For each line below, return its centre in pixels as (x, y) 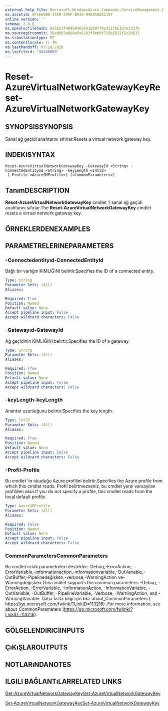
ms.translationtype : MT (30, 38)
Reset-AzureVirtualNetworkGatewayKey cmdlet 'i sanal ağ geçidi (74, 202)
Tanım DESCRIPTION (37, 190)
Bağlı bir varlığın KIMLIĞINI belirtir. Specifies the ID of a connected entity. (80, 271)
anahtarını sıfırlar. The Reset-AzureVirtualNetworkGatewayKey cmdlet (78, 208)
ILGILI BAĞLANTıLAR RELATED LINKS (63, 681)
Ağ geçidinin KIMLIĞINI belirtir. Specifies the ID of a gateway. (67, 341)
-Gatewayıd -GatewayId (34, 330)
